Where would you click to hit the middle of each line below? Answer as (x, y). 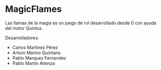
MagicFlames (33, 9)
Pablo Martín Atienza (34, 63)
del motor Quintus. (24, 28)
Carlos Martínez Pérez (35, 47)
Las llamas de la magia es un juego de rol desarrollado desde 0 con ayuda (81, 23)
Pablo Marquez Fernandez (39, 58)
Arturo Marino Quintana (36, 53)
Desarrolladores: (22, 38)
